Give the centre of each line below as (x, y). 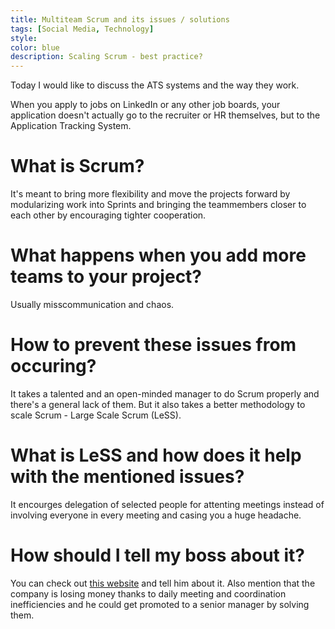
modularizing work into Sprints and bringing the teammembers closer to (158, 205)
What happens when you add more (158, 255)
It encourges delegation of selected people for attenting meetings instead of (167, 504)
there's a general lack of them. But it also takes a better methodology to (158, 404)
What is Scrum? (77, 166)
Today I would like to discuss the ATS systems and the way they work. (155, 85)
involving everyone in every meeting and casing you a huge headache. (156, 515)
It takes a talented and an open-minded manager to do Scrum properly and (165, 393)
